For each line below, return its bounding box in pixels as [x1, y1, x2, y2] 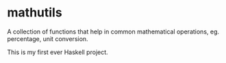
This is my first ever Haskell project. [7, 48, 108, 56]
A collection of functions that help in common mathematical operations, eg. [7, 27, 220, 36]
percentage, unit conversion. [7, 34, 88, 42]
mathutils [7, 5, 63, 21]
